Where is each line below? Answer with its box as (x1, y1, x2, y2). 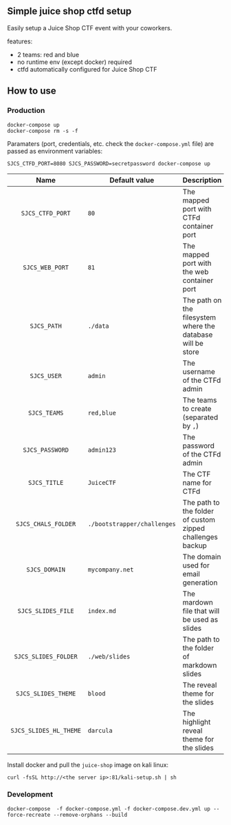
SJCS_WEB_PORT (23, 263, 69, 271)
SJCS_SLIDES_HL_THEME (10, 727, 81, 734)
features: (7, 37, 33, 45)
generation (182, 578, 218, 587)
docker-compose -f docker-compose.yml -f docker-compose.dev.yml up (7, 805, 211, 812)
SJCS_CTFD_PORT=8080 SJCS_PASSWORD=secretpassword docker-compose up (7, 160, 211, 167)
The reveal (182, 680, 217, 689)
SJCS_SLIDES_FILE (17, 607, 74, 615)
